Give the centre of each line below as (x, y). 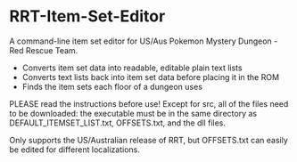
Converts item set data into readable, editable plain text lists (132, 68)
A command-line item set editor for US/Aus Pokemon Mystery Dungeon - (144, 41)
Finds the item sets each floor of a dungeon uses (112, 86)
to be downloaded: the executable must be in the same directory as (133, 113)
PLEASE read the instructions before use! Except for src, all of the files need (149, 103)
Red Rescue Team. (44, 50)
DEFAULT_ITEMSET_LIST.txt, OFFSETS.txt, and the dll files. (117, 123)
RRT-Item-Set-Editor (87, 16)
